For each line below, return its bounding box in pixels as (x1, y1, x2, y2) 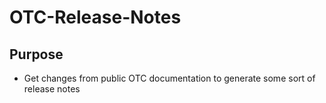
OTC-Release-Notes (9, 6, 182, 29)
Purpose (9, 46, 64, 63)
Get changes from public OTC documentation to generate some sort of (23, 72, 316, 84)
